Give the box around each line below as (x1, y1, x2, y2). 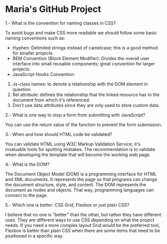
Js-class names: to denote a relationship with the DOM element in (12, 81, 148, 87)
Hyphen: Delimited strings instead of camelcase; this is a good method (12, 44, 158, 50)
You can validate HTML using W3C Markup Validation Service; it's (5, 141, 141, 147)
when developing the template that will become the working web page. (5, 151, 151, 157)
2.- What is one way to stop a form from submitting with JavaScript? (5, 111, 146, 118)
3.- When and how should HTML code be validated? (5, 131, 112, 137)
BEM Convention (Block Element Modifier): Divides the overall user (12, 55, 150, 61)
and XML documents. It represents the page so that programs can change (5, 176, 158, 182)
